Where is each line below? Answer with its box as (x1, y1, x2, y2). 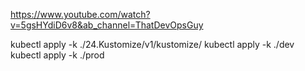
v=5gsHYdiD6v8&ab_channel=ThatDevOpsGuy (10, 19, 204, 31)
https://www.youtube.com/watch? (10, 9, 151, 20)
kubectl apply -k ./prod (10, 49, 105, 61)
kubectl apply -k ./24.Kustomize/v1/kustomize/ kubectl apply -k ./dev (10, 39, 295, 50)
